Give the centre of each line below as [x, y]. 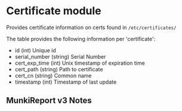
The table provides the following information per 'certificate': [81, 39]
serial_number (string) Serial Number [60, 56]
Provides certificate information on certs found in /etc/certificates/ [91, 27]
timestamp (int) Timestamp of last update [66, 82]
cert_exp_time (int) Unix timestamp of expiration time [80, 63]
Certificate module [54, 11]
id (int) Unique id [36, 50]
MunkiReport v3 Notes [49, 101]
